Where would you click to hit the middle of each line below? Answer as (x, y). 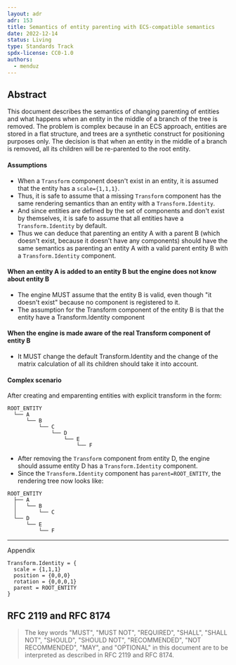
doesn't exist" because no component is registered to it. (99, 302)
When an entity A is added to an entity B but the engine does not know (112, 272)
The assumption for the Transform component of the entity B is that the (121, 310)
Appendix (21, 550)
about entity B (28, 279)
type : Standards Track (40, 46)
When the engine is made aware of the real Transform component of (109, 333)
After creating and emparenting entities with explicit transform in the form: (115, 395)
